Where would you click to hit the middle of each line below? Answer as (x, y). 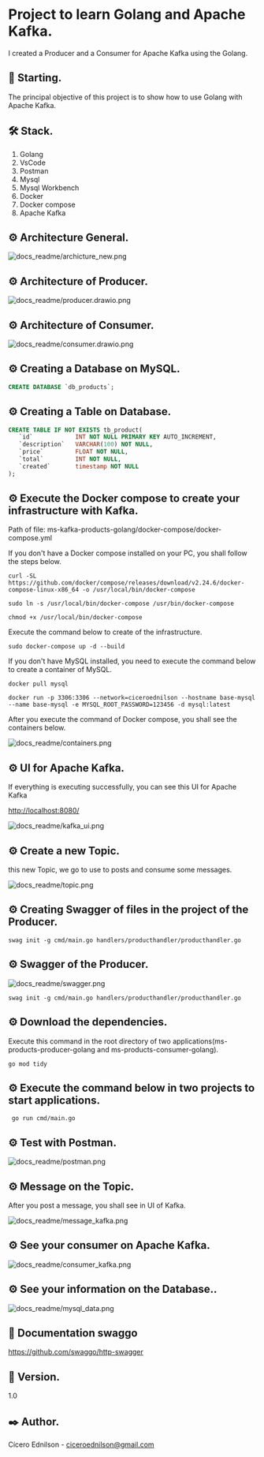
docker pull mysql (38, 684)
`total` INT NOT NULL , (70, 459)
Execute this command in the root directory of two (89, 1041)
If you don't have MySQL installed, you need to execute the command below (132, 661)
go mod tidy (28, 1064)
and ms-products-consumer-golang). (158, 1049)
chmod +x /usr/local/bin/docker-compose (76, 618)
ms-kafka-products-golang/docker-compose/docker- (134, 529)
